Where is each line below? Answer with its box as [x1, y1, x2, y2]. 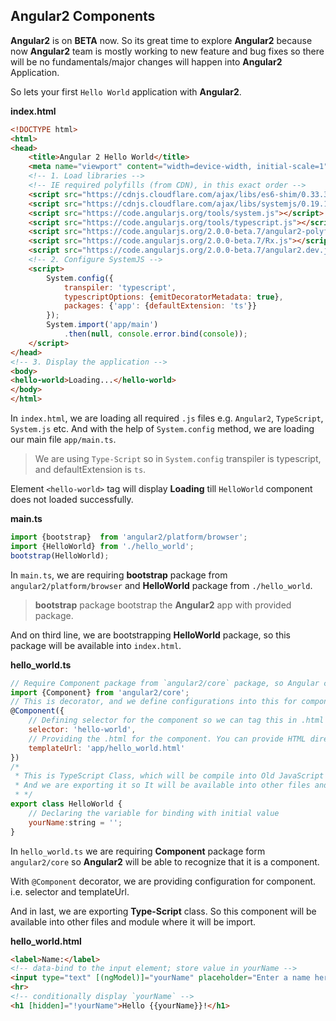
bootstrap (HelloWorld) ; [10, 550, 110, 561]
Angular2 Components [10, 8, 156, 25]
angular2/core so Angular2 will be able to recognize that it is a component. [10, 855, 320, 868]
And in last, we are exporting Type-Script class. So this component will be [10, 905, 317, 917]
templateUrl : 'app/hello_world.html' [28, 743, 186, 753]
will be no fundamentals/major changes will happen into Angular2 [10, 55, 283, 68]
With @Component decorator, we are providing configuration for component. [10, 875, 317, 887]
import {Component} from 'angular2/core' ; [10, 687, 190, 698]
